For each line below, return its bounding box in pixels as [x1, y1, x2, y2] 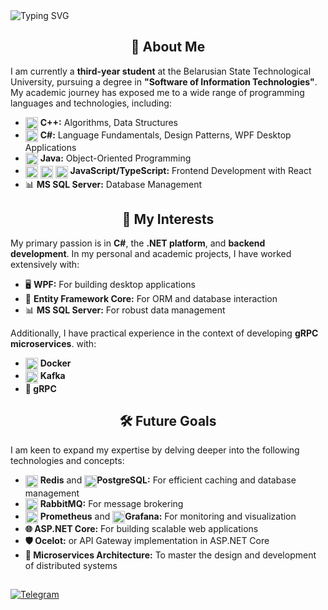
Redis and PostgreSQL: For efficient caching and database [39, 474, 297, 486]
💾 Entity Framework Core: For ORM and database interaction [24, 293, 278, 305]
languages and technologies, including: [10, 97, 172, 109]
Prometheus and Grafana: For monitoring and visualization [39, 510, 297, 522]
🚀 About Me [130, 39, 206, 56]
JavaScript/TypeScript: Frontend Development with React [69, 165, 312, 177]
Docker [39, 357, 72, 369]
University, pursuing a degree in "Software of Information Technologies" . [10, 75, 318, 88]
